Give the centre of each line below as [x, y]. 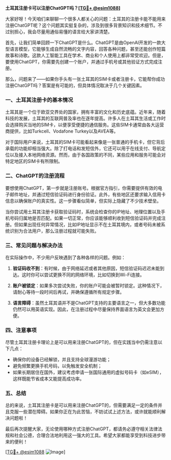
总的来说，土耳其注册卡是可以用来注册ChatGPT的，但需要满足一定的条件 [82, 405]
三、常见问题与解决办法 [34, 245]
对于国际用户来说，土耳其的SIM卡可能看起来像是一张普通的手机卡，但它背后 [85, 142]
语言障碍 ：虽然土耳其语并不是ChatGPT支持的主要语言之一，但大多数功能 [89, 303]
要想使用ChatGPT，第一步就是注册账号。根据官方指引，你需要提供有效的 [82, 188]
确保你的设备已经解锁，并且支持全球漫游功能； [62, 360]
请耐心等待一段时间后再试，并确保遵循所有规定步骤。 [68, 292]
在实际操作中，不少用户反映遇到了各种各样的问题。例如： [65, 257]
